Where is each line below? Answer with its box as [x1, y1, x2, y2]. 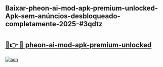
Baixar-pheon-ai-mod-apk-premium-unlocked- [5, 4, 158, 13]
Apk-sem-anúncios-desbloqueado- [5, 12, 120, 21]
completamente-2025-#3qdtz [5, 20, 103, 28]
